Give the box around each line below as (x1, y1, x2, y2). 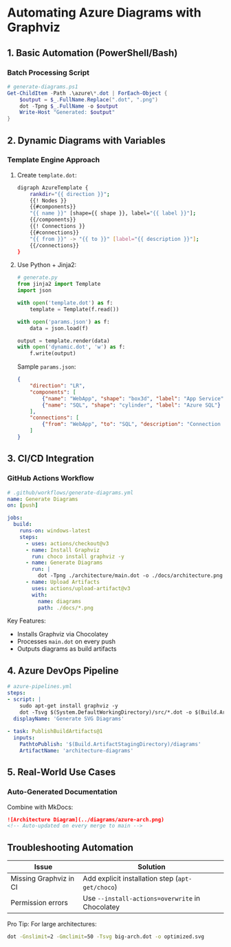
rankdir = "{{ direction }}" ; (30, 191, 110, 197)
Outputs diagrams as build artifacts (16, 645, 117, 653)
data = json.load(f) (30, 324, 89, 332)
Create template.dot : (16, 170, 77, 179)
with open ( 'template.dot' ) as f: (16, 300, 113, 306)
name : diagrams (37, 598, 81, 605)
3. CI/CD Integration (7, 453, 94, 465)
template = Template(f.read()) (30, 306, 120, 313)
